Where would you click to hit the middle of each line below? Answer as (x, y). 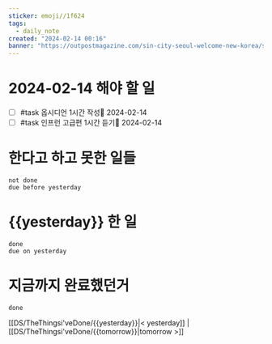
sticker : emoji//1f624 (47, 16)
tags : (17, 23)
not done (23, 180)
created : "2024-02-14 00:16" (57, 38)
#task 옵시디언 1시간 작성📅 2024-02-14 (83, 113)
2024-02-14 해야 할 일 (82, 89)
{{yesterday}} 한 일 (73, 222)
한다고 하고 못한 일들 (72, 158)
